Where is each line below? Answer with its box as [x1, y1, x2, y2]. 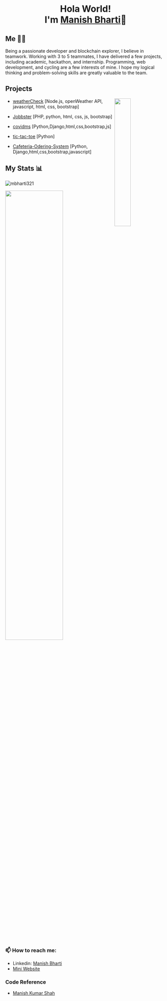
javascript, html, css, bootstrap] [12, 103, 79, 110]
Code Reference [5, 978, 46, 986]
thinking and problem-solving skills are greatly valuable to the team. [5, 70, 148, 76]
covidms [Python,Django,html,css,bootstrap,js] [12, 123, 112, 130]
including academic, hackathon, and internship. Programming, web [5, 59, 146, 65]
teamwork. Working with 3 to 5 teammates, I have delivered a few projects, [5, 53, 162, 59]
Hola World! [60, 3, 111, 15]
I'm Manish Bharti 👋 [44, 14, 127, 26]
